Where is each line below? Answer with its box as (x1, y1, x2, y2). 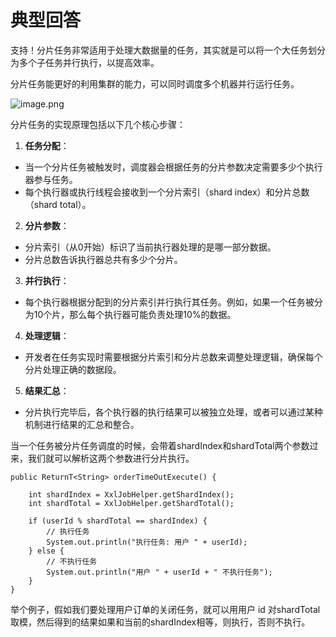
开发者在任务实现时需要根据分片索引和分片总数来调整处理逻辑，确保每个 (24, 351, 323, 363)
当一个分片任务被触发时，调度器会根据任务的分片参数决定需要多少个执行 (24, 161, 323, 173)
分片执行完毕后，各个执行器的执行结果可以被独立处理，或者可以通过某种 (24, 406, 323, 418)
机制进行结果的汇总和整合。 (24, 418, 140, 430)
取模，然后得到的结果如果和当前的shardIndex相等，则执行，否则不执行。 (10, 616, 311, 628)
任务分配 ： (24, 139, 70, 151)
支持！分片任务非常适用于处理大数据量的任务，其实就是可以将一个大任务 (10, 44, 308, 56)
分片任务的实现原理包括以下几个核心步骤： (10, 118, 186, 130)
